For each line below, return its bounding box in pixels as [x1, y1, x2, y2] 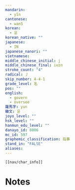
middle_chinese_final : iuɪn [5, 63, 63, 68]
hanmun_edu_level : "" [5, 123, 50, 128]
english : [5, 91, 23, 95]
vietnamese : [5, 53, 30, 59]
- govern [9, 95, 28, 100]
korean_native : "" [5, 35, 43, 40]
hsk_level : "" [5, 118, 35, 123]
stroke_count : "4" [5, 68, 43, 73]
